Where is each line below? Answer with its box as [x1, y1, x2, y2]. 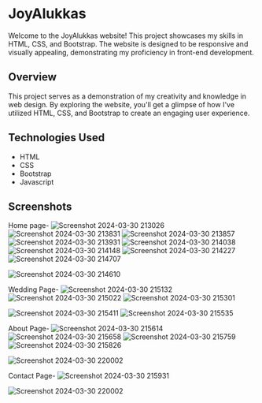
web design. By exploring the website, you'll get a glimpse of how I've [8, 99, 234, 109]
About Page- [8, 324, 50, 334]
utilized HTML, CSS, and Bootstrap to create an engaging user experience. [8, 108, 250, 118]
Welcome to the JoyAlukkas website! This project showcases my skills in [8, 31, 244, 40]
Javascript [19, 177, 54, 186]
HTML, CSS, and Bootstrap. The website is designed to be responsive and [8, 39, 249, 48]
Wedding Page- [8, 285, 59, 294]
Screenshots [8, 200, 72, 213]
